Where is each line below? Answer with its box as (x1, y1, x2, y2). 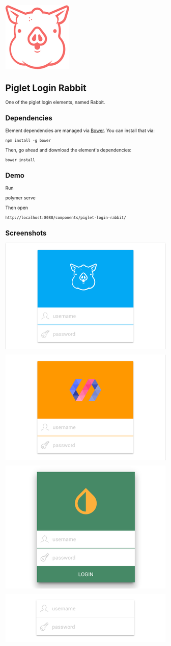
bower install (5, 157, 36, 163)
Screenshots (5, 228, 47, 237)
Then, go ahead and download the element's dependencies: (5, 147, 132, 153)
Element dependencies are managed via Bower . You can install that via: (5, 127, 155, 134)
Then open (5, 204, 28, 211)
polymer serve (5, 194, 36, 201)
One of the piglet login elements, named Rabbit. (5, 99, 105, 105)
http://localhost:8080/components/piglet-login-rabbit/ (5, 215, 126, 220)
